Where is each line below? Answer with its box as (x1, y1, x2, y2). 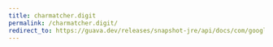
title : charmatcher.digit (8, 11, 96, 20)
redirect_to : (8, 26, 53, 34)
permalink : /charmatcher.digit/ (8, 19, 118, 27)
